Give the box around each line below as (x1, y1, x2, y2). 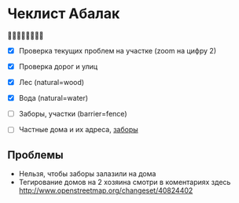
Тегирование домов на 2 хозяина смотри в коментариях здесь (18, 178, 231, 187)
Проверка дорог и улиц (18, 62, 98, 71)
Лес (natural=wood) (18, 78, 84, 87)
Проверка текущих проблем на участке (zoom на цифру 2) (18, 46, 217, 55)
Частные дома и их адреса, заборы (18, 125, 138, 135)
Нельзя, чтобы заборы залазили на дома (18, 169, 156, 179)
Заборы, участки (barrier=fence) (18, 109, 127, 119)
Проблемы (7, 148, 64, 161)
